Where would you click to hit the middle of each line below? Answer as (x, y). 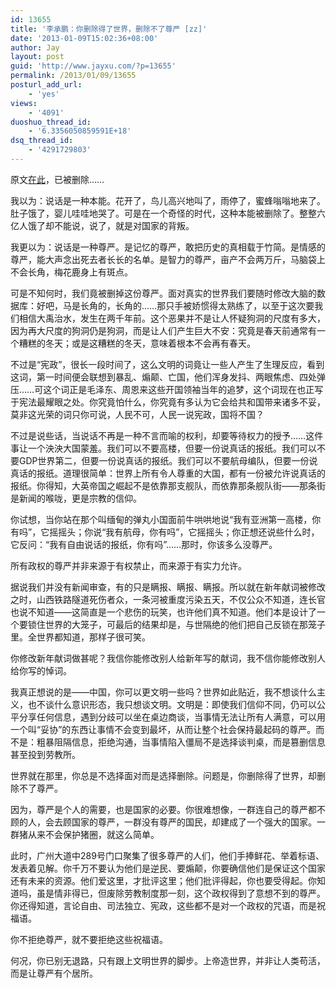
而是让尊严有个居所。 (54, 973)
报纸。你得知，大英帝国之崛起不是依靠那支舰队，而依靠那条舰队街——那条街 (168, 485)
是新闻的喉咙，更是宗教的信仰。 (76, 498)
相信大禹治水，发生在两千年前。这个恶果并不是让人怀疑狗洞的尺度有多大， (172, 318)
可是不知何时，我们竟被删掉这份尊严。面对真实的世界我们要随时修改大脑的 (163, 293)
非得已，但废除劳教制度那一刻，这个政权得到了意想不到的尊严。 (194, 893)
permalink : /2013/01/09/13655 (73, 76)
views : (24, 103)
